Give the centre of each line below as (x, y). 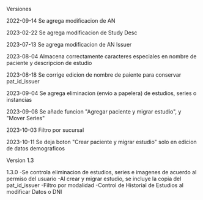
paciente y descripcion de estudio (49, 63)
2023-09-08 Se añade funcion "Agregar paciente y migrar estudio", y (94, 112)
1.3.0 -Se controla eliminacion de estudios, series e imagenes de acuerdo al (102, 172)
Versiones (19, 9)
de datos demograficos (36, 148)
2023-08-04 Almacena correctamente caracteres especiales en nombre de (102, 56)
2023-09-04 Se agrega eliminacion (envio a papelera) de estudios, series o (102, 93)
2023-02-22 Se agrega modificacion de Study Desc (72, 33)
